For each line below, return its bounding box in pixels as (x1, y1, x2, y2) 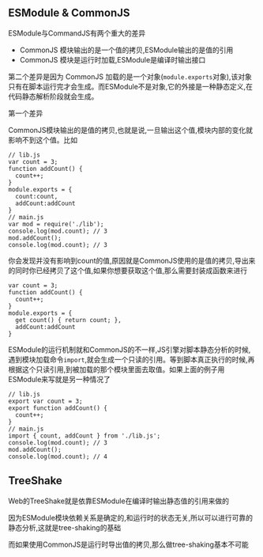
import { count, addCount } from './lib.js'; (8, 431, 160, 440)
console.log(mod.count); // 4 (8, 453, 108, 460)
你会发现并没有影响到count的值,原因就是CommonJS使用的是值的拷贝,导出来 (8, 256, 256, 265)
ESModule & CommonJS (8, 6, 130, 20)
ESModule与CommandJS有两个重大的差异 (8, 28, 146, 38)
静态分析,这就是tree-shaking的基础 (8, 522, 121, 532)
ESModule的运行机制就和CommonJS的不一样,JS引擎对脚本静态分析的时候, (8, 344, 251, 354)
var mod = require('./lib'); (8, 220, 104, 228)
